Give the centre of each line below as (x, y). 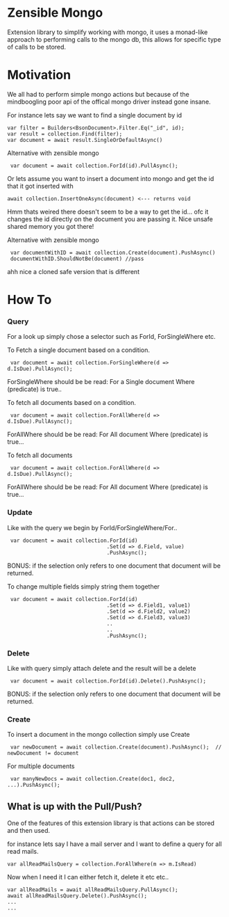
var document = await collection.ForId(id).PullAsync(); (94, 166)
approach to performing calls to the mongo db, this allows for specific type (114, 39)
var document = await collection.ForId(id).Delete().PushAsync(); (108, 681)
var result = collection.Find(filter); (65, 134)
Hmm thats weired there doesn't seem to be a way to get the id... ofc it (108, 212)
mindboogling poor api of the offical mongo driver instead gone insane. (109, 102)
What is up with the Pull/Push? (75, 806)
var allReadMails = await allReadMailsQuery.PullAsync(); (93, 890)
